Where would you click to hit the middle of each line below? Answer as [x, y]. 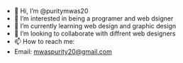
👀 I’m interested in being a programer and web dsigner [94, 18]
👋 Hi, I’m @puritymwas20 [51, 11]
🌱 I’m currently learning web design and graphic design [95, 26]
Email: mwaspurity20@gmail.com [63, 52]
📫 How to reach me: [44, 41]
